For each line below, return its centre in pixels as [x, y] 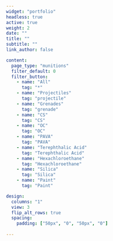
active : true [22, 22]
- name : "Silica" [38, 169]
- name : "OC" [32, 126]
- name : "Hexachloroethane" [50, 158]
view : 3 [21, 207]
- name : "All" [33, 82]
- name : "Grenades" [40, 104]
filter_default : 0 [34, 71]
